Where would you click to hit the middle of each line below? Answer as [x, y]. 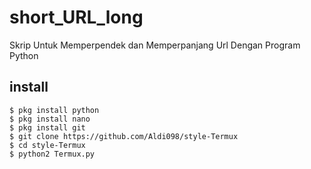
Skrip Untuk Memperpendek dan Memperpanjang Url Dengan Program [155, 45]
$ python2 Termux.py [52, 154]
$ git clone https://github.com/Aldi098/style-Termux [124, 136]
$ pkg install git [47, 127]
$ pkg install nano [50, 119]
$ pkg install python [54, 110]
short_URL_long [76, 17]
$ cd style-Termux [47, 145]
